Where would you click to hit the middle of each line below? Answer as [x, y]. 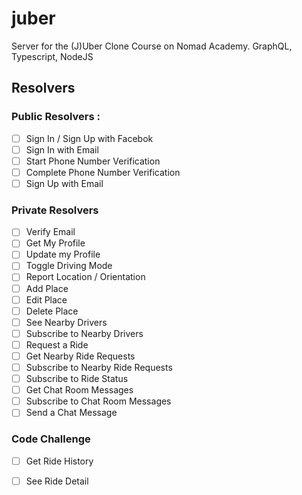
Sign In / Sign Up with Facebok [89, 138]
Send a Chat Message [71, 413]
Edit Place [46, 299]
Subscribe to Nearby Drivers [84, 333]
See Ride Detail [57, 481]
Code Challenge [51, 439]
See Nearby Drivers [66, 322]
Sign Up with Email [64, 183]
